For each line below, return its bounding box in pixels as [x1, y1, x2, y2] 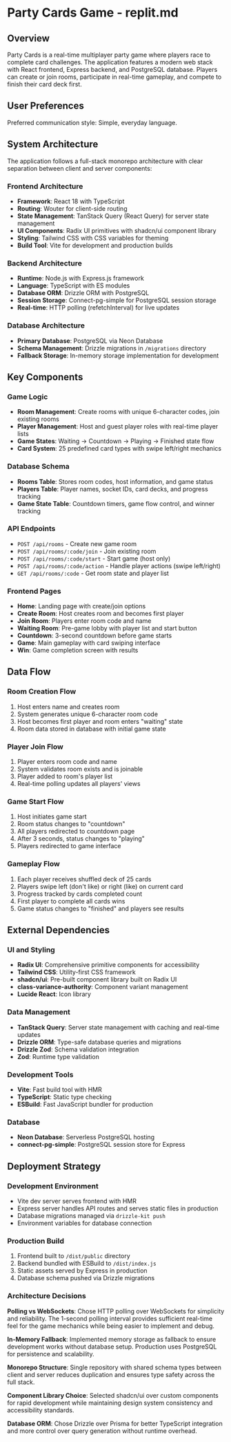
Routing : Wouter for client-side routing [17, 204, 128, 212]
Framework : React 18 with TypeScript [17, 197, 125, 205]
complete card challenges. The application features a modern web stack [7, 58, 213, 66]
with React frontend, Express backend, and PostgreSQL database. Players [7, 66, 218, 73]
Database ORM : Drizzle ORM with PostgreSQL [17, 289, 150, 297]
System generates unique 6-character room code [17, 710, 159, 718]
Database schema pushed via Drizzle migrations [17, 1274, 155, 1282]
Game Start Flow [7, 797, 64, 806]
